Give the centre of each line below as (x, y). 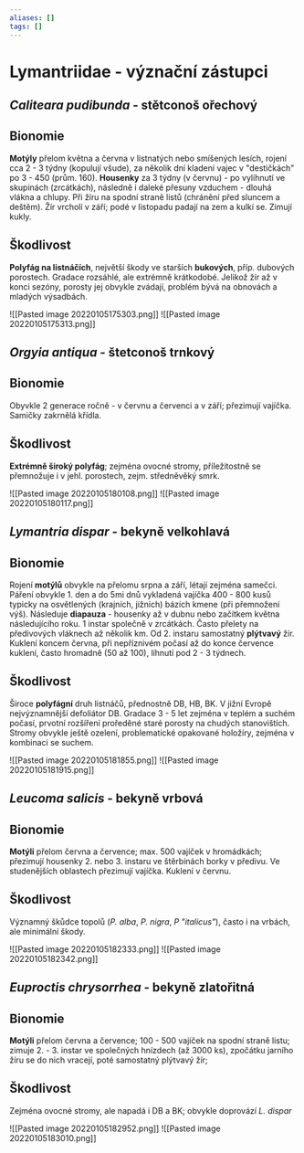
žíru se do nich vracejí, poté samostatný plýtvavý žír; (109, 1060)
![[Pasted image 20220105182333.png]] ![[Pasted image (115, 949)
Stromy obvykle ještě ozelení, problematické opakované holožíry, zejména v (152, 733)
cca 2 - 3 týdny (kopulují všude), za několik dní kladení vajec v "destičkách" (152, 168)
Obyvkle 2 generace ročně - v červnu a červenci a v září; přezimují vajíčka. (151, 405)
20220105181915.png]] (52, 769)
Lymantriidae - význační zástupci (139, 72)
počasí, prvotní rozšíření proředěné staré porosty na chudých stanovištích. (150, 723)
